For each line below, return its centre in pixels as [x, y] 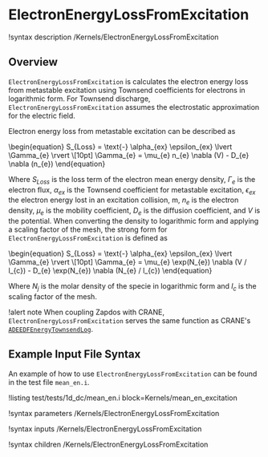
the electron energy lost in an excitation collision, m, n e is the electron [124, 201]
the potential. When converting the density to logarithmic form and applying [134, 220]
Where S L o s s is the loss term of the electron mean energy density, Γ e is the [132, 180]
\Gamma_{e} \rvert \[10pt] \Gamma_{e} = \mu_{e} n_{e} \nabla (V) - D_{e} [129, 155]
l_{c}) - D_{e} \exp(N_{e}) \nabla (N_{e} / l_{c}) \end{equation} [110, 270]
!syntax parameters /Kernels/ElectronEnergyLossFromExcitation [114, 413]
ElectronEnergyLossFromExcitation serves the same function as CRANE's [130, 320]
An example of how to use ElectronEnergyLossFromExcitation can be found [133, 374]
